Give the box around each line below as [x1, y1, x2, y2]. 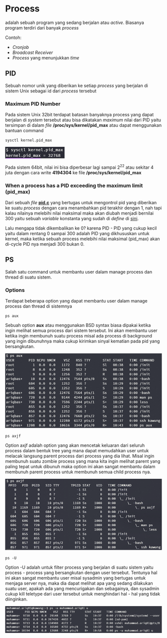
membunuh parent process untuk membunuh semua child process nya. [5, 469, 152, 475]
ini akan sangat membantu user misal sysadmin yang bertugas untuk [5, 575, 146, 581]
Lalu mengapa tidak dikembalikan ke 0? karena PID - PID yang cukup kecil [5, 225, 157, 231]
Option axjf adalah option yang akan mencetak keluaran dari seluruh [5, 442, 145, 448]
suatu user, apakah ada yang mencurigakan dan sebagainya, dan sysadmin [5, 585, 160, 592]
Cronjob [12, 44, 29, 50]
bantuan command [5, 128, 44, 134]
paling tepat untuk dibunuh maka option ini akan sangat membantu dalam [5, 464, 156, 470]
